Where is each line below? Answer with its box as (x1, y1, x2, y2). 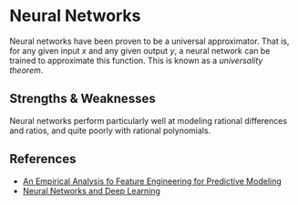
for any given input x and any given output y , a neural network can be (9, 45, 271, 56)
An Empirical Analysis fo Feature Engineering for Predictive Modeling (22, 175, 283, 187)
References (9, 151, 77, 167)
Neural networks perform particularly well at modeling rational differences (9, 115, 288, 126)
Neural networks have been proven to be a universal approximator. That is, (9, 36, 290, 46)
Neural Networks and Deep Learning (22, 185, 161, 196)
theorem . (9, 65, 44, 76)
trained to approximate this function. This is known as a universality (9, 55, 263, 66)
